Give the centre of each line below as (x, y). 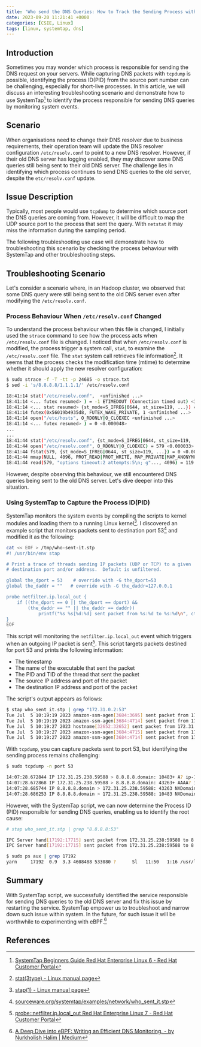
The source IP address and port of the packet (71, 681)
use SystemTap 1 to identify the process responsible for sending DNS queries (100, 100)
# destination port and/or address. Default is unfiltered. (84, 570)
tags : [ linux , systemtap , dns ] (45, 28)
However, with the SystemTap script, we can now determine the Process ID (99, 805)
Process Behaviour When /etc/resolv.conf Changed (84, 317)
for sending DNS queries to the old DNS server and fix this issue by (89, 901)
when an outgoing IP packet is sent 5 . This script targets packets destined (97, 643)
